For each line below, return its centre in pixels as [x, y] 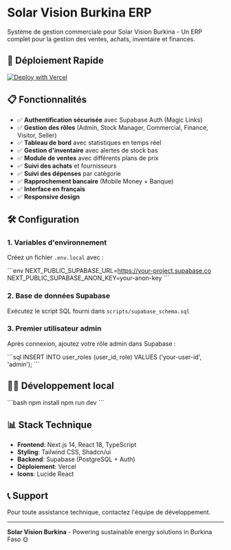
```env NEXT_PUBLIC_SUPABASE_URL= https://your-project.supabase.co [109, 271]
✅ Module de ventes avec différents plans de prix [88, 158]
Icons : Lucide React [45, 474]
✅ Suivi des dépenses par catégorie [69, 173]
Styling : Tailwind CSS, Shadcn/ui [64, 452]
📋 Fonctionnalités [47, 100]
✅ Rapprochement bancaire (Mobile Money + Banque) [95, 181]
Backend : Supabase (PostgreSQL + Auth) [76, 459]
